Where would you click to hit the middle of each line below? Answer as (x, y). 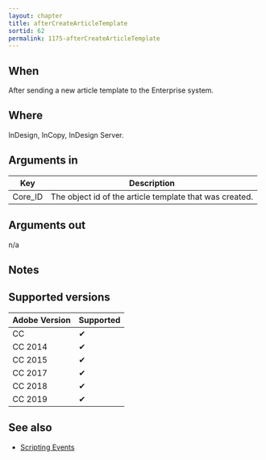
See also (30, 428)
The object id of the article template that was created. (152, 197)
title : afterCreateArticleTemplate (68, 23)
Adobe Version (42, 320)
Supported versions (59, 298)
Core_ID (28, 197)
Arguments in (43, 161)
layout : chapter (35, 16)
